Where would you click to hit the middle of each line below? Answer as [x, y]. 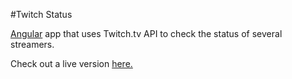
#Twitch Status [41, 14]
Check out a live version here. [71, 63]
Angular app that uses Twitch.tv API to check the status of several [146, 33]
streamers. [32, 44]
